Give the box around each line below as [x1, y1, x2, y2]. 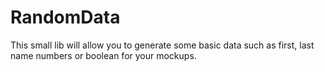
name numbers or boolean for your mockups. [10, 49, 197, 61]
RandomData [10, 6, 121, 29]
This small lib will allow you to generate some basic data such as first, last [10, 39, 315, 51]
